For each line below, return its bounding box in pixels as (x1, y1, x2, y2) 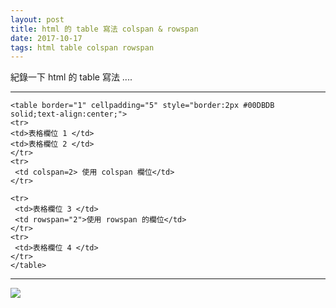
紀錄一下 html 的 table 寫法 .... (10, 71, 133, 83)
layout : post (10, 14, 65, 25)
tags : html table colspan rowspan (10, 42, 155, 53)
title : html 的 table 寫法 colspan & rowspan (10, 24, 199, 34)
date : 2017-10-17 (10, 33, 83, 43)
